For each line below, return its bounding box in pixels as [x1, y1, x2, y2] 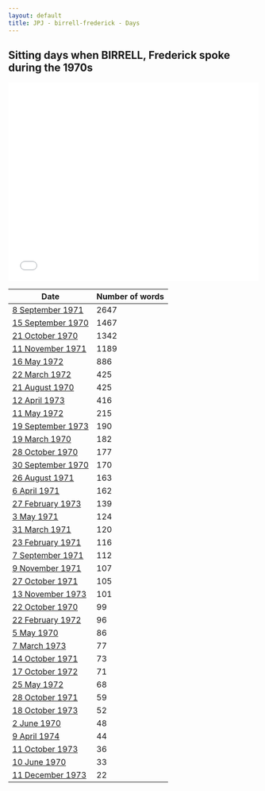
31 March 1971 [12, 524, 71, 535]
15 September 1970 [12, 317, 89, 328]
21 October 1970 [12, 331, 79, 342]
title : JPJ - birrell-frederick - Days [8, 19, 140, 27]
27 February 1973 [12, 498, 82, 510]
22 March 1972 [12, 369, 71, 380]
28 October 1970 [12, 447, 79, 458]
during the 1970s [8, 60, 94, 74]
